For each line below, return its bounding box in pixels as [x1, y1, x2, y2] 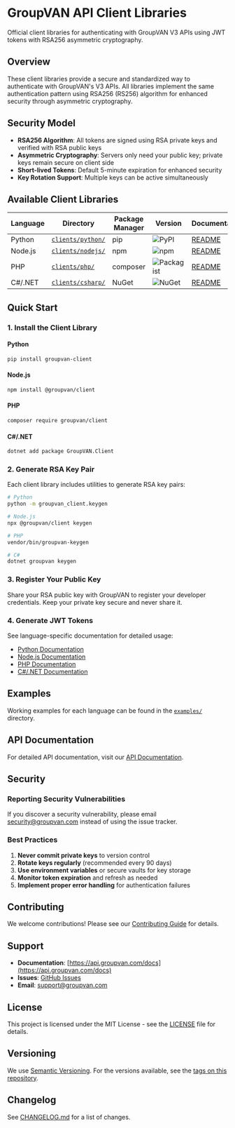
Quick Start [7, 302, 58, 314]
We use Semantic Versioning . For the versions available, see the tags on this [7, 1066, 227, 1075]
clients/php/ [51, 263, 95, 271]
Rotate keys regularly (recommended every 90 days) [17, 858, 173, 867]
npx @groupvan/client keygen [7, 519, 92, 527]
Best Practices [7, 835, 58, 845]
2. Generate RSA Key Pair [7, 464, 95, 474]
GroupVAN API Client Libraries [7, 5, 187, 21]
